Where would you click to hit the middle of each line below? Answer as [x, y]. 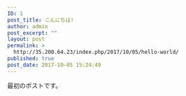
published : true [31, 59]
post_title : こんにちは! [41, 20]
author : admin [28, 26]
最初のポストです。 [34, 85]
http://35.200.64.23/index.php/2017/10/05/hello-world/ [96, 52]
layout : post [26, 39]
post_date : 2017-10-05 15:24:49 [54, 65]
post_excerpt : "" [32, 33]
